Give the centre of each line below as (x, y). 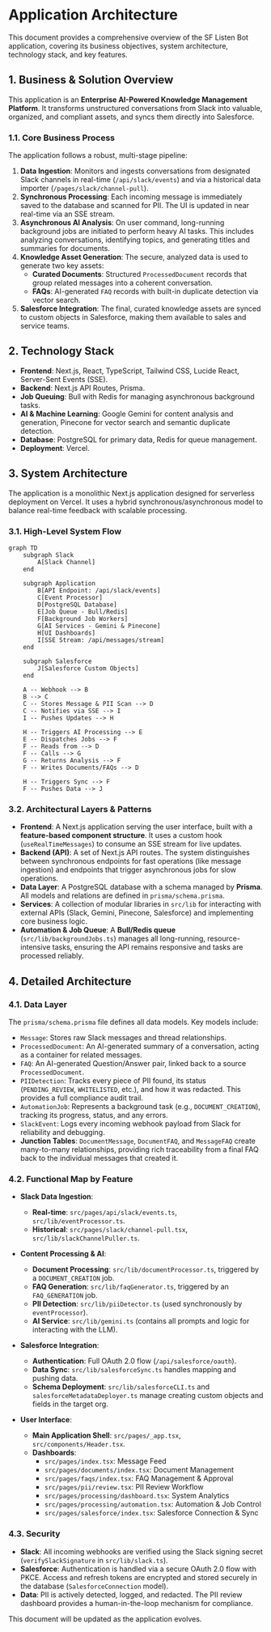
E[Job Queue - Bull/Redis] (83, 612)
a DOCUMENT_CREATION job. (73, 1278)
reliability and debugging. (62, 1132)
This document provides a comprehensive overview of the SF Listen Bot (129, 37)
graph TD (23, 548)
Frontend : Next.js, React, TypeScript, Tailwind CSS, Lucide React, (130, 371)
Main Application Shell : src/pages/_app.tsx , (107, 1435)
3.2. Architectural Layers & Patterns (80, 809)
